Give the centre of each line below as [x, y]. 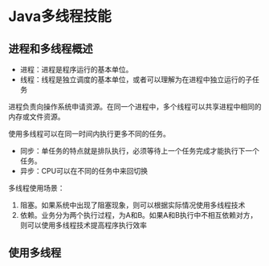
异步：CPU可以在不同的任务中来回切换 [84, 171]
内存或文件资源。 [37, 117]
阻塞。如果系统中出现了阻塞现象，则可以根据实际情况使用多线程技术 [132, 205]
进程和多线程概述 [51, 49]
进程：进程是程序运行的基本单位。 [76, 70]
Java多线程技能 [60, 16]
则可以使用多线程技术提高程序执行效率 [83, 225]
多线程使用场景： [37, 188]
